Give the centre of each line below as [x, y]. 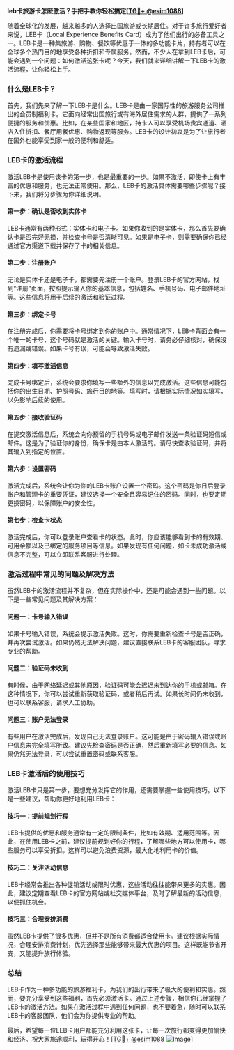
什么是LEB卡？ [32, 88]
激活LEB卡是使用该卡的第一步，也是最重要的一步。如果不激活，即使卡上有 [114, 176]
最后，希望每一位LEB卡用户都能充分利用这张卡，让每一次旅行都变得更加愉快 [117, 1030]
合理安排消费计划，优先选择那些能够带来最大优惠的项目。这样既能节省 [120, 944]
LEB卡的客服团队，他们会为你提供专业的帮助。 [74, 1016]
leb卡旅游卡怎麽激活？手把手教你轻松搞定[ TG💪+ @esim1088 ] [96, 11]
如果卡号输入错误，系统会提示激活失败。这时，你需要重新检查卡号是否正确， [117, 633]
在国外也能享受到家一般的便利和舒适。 [62, 140]
